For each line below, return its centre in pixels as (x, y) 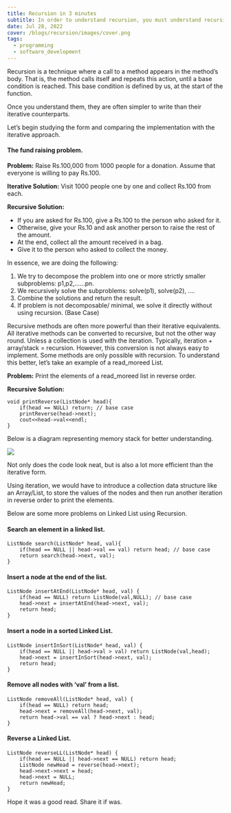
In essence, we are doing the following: (63, 263)
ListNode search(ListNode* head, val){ (64, 544)
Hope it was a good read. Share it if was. (65, 802)
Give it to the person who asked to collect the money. (92, 250)
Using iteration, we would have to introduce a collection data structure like (112, 486)
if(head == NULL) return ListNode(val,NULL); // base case (106, 598)
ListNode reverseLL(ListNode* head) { (63, 753)
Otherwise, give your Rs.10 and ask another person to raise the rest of (116, 228)
